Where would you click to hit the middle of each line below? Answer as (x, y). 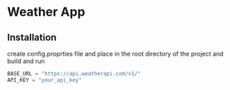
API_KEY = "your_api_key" (44, 80)
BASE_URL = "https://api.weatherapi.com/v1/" (74, 74)
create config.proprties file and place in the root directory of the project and (115, 54)
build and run (26, 61)
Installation (32, 37)
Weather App (46, 12)
